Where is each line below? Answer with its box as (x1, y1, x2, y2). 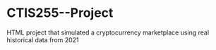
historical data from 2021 (6, 35, 79, 44)
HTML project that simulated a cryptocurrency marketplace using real (6, 28, 210, 37)
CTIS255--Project (6, 5, 114, 21)
